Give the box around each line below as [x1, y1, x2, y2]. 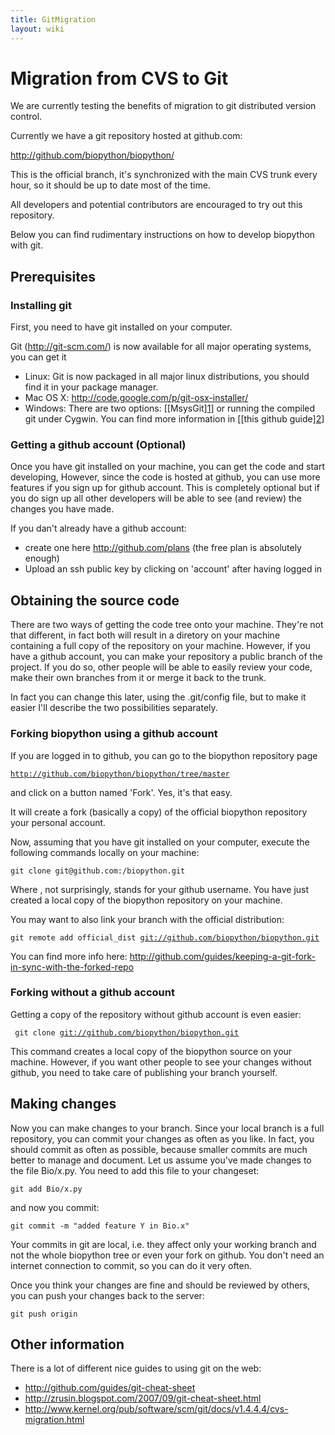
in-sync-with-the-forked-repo [10, 961, 135, 973]
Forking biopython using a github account [10, 727, 218, 741]
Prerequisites [10, 268, 96, 285]
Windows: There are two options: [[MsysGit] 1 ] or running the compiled [24, 402, 316, 415]
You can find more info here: [10, 950, 128, 962]
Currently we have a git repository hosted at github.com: [10, 130, 243, 142]
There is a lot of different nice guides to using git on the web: [10, 1362, 262, 1375]
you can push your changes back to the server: [10, 1289, 205, 1301]
